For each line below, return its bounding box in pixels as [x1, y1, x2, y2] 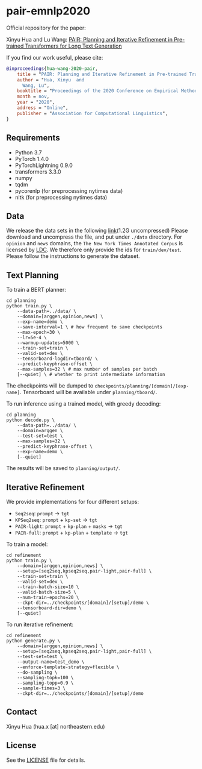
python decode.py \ [6, 417, 55, 423]
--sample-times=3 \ [17, 685, 66, 691]
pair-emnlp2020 [6, 4, 91, 18]
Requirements [6, 133, 60, 143]
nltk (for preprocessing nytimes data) [14, 193, 108, 201]
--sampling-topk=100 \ [17, 674, 74, 680]
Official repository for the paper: [6, 24, 86, 31]
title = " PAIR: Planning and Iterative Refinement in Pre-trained [17, 71, 187, 77]
